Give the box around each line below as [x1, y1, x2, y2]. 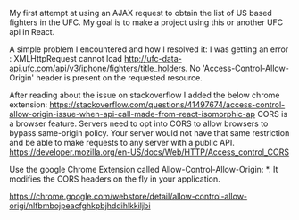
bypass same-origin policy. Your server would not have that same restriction [9, 128, 290, 138]
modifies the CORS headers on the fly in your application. [9, 173, 220, 184]
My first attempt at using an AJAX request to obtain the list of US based [9, 8, 272, 18]
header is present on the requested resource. [35, 72, 203, 83]
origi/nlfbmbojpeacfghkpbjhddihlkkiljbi [9, 200, 151, 211]
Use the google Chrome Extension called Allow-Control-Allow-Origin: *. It [9, 165, 278, 174]
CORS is [257, 109, 288, 119]
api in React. [9, 27, 55, 37]
